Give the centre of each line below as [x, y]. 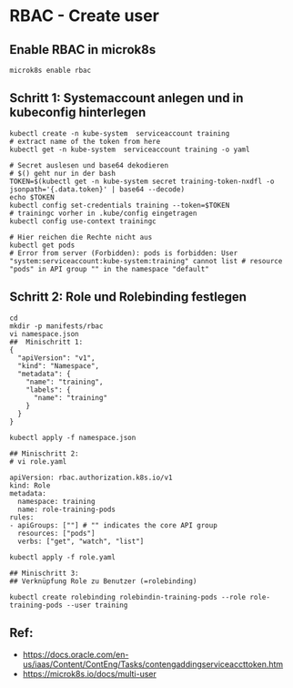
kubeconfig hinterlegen [78, 113]
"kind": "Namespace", [59, 365]
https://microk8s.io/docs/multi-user [90, 674]
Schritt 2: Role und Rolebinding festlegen [128, 297]
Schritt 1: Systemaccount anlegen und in [126, 98]
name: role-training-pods [67, 509]
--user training [97, 605]
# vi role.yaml [38, 461]
